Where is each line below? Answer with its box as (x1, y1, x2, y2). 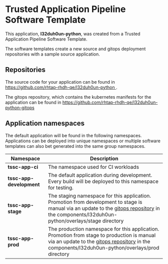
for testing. (48, 184, 74, 191)
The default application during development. (48, 171, 152, 178)
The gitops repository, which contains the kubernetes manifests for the (5, 94, 151, 100)
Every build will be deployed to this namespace (48, 178, 159, 185)
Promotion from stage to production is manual (48, 231, 156, 238)
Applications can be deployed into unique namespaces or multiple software (5, 138, 161, 144)
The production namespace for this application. (48, 225, 159, 232)
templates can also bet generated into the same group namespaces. (5, 143, 146, 149)
